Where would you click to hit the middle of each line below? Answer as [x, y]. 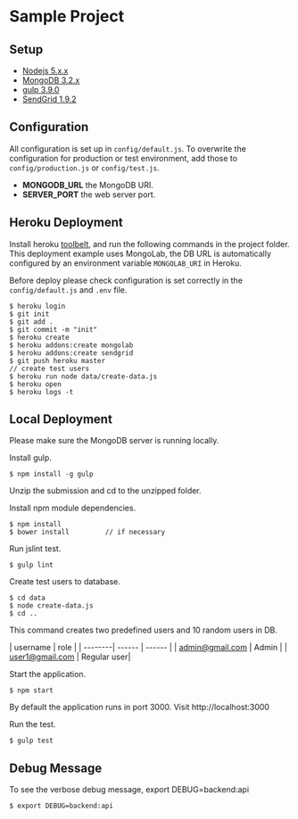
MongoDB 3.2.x [51, 80]
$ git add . [31, 322]
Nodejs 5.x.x [45, 70]
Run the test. [33, 724]
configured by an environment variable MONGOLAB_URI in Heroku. [126, 263]
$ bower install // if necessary [87, 533]
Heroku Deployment [66, 223]
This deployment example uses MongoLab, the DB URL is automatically [141, 253]
